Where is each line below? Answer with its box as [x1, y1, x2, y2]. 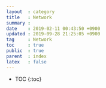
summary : [6, 20, 31, 26]
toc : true [6, 43, 44, 48]
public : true [6, 48, 44, 54]
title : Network [6, 14, 52, 20]
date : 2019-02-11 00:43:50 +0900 [6, 25, 101, 32]
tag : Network [6, 37, 52, 43]
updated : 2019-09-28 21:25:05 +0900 [6, 31, 101, 37]
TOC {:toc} [14, 75, 42, 83]
